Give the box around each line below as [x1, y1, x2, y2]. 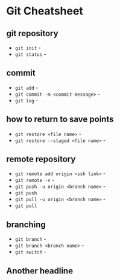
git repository [6, 28, 58, 39]
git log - [14, 96, 39, 104]
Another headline [6, 266, 74, 276]
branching [6, 219, 46, 229]
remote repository [6, 154, 76, 164]
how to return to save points [6, 114, 114, 125]
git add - [14, 84, 39, 91]
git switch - [14, 248, 46, 255]
